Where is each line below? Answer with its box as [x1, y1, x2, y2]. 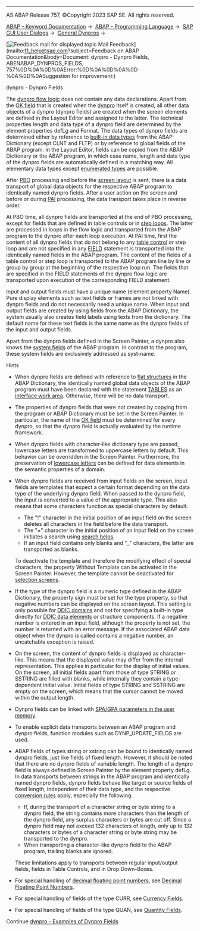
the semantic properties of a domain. [14, 466, 106, 473]
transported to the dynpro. [23, 835, 89, 842]
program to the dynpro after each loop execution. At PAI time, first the [6, 233, 177, 239]
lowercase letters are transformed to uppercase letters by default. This [14, 447, 189, 454]
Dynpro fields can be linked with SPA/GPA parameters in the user [14, 706, 175, 713]
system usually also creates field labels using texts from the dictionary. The [6, 314, 191, 320]
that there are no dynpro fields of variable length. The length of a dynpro [14, 760, 193, 767]
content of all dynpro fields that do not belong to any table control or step [6, 239, 186, 246]
